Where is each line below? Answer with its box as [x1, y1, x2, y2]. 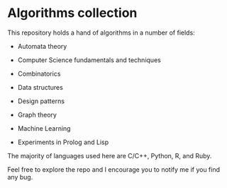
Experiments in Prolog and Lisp [17, 138, 109, 146]
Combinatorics [17, 69, 61, 78]
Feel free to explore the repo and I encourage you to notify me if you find [7, 165, 221, 174]
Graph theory [17, 110, 57, 119]
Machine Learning [17, 124, 71, 132]
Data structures [17, 83, 64, 91]
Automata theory [17, 42, 67, 50]
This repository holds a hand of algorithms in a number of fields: [7, 28, 195, 37]
